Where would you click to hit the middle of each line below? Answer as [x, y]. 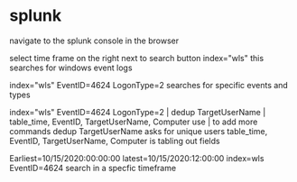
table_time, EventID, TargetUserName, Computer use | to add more [134, 122]
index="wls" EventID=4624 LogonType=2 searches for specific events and [149, 85]
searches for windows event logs [71, 68]
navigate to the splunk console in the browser [94, 41]
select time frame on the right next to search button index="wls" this [137, 58]
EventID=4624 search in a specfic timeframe [93, 168]
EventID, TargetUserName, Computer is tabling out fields [115, 141]
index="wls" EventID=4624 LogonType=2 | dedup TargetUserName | [138, 112]
